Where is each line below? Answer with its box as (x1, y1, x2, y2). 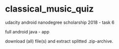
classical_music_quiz (5, 3, 94, 15)
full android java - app (5, 29, 50, 34)
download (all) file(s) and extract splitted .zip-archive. (5, 38, 114, 44)
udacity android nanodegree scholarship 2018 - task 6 (5, 19, 115, 25)
